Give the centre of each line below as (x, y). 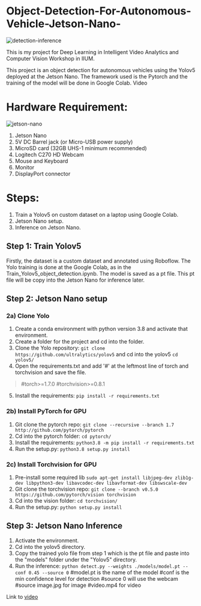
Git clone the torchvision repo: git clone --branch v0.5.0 (86, 489)
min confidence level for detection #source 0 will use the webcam (96, 578)
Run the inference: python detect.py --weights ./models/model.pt (97, 566)
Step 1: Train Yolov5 (44, 247)
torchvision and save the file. (50, 372)
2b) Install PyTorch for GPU (46, 411)
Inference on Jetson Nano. (48, 227)
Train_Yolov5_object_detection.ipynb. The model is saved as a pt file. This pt (100, 273)
